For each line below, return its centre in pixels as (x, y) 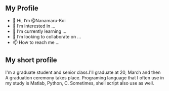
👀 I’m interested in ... (34, 26)
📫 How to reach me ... (36, 42)
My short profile (31, 60)
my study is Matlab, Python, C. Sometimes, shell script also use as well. (80, 83)
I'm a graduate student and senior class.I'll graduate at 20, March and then (83, 72)
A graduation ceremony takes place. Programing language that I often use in (85, 77)
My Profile (22, 8)
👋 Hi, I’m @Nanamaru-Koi (39, 20)
